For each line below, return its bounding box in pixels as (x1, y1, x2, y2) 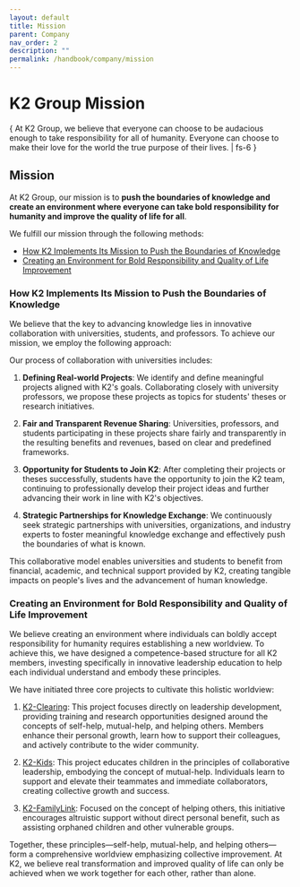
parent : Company (9, 30, 70, 39)
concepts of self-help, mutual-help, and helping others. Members (21, 720, 264, 731)
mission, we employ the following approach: (9, 338, 172, 349)
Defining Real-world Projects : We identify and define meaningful (21, 373, 264, 383)
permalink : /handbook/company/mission (9, 55, 154, 64)
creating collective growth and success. (21, 786, 170, 797)
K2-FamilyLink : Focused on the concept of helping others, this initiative (21, 803, 286, 814)
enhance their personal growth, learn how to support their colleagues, (21, 730, 281, 741)
